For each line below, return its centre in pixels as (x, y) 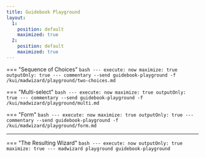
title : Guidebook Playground (43, 12)
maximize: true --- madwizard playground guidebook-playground (88, 149)
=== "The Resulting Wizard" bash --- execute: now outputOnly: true (95, 143)
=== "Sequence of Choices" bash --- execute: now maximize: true (92, 69)
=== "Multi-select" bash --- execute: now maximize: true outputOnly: (96, 92)
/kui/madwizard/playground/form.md (52, 126)
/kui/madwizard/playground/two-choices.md (61, 80)
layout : (16, 18)
